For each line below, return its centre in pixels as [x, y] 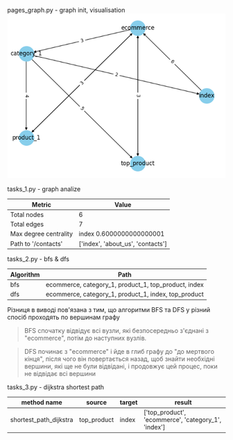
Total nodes [27, 214]
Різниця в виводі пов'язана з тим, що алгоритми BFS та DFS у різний [109, 309]
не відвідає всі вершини [60, 373]
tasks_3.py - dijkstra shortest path [56, 387]
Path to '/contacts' [36, 243]
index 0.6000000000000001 [122, 234]
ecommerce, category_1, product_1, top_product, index [125, 284]
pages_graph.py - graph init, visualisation [66, 10]
